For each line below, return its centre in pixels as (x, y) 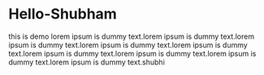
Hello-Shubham (63, 14)
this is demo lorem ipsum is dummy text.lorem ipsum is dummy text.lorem (131, 36)
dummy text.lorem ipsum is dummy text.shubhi (87, 62)
